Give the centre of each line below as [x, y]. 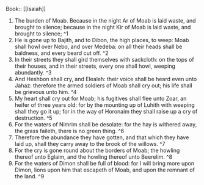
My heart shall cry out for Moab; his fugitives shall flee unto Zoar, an [100, 98]
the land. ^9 [29, 176]
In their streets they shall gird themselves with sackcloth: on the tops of [104, 60]
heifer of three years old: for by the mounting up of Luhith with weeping [104, 105]
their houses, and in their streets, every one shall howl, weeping [95, 66]
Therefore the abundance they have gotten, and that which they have [102, 137]
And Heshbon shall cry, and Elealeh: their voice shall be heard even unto [106, 79]
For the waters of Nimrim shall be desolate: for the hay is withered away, [106, 124]
